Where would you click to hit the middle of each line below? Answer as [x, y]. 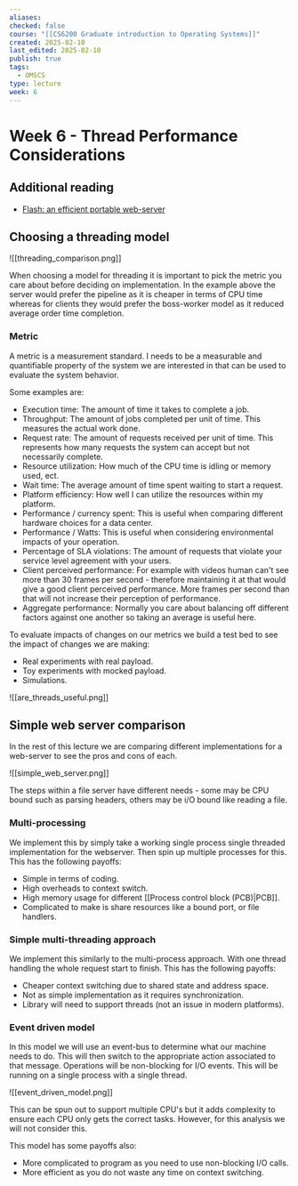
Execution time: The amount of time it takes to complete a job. [136, 409]
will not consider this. [48, 1129]
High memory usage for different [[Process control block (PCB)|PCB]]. [151, 897]
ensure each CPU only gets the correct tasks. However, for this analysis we [147, 1119]
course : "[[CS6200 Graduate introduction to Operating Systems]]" [135, 34]
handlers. [40, 916]
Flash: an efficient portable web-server [94, 209]
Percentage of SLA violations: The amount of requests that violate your [152, 551]
